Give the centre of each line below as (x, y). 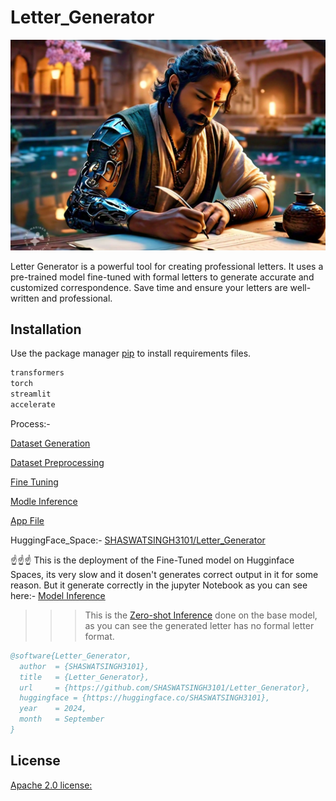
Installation (46, 329)
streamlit (31, 394)
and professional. (77, 298)
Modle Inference (44, 501)
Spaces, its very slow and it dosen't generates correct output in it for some (164, 574)
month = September (62, 719)
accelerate (33, 405)
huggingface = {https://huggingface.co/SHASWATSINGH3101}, (145, 698)
